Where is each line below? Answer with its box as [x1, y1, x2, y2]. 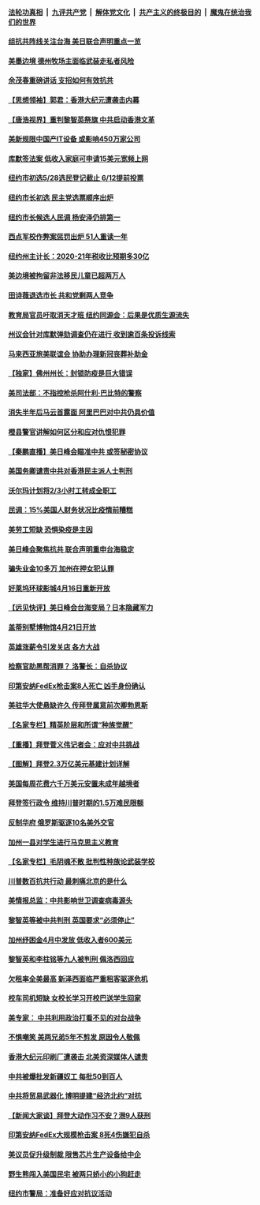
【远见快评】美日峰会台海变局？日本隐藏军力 [8, 603, 154, 612]
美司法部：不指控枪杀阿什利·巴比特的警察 [8, 387, 142, 398]
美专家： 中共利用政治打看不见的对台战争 [8, 1012, 142, 1022]
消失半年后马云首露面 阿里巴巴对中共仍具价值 [8, 407, 155, 417]
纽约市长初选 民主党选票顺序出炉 [8, 193, 114, 202]
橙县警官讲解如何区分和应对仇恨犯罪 [8, 427, 126, 437]
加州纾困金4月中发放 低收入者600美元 [8, 935, 132, 945]
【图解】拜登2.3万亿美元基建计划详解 [8, 759, 130, 769]
